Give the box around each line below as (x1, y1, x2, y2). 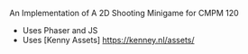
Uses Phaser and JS (22, 25, 98, 35)
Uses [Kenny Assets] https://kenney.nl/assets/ (22, 35, 196, 45)
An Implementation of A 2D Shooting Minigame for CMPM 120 (9, 8, 239, 18)
